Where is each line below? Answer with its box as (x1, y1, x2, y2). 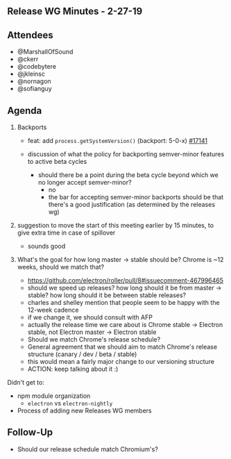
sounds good (27, 242, 66, 251)
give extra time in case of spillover (17, 228, 116, 237)
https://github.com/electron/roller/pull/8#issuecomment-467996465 (27, 276, 224, 285)
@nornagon (17, 77, 51, 85)
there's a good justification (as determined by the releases (48, 201, 216, 209)
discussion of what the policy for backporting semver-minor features (27, 150, 225, 158)
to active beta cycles (27, 158, 87, 166)
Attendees (7, 29, 53, 41)
